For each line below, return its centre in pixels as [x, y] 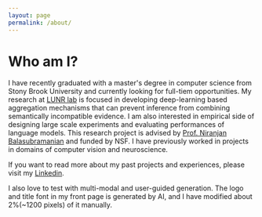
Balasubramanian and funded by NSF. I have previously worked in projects [129, 141]
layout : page [29, 15]
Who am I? [43, 61]
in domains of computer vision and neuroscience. [88, 150]
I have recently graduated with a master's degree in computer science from [130, 83]
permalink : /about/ [40, 23]
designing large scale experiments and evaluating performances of [116, 125]
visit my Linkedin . [36, 173]
